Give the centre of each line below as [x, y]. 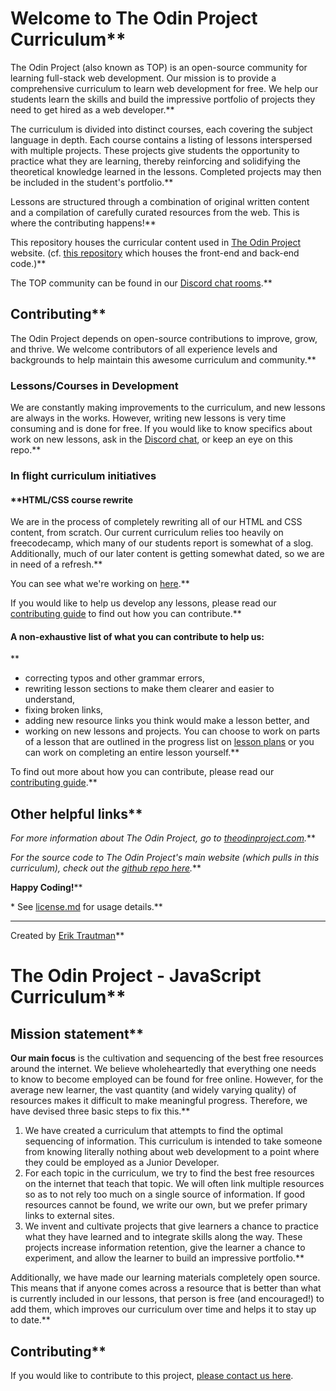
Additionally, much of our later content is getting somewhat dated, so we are [167, 554]
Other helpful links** [76, 813]
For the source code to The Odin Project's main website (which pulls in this [165, 858]
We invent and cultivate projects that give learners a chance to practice [171, 1226]
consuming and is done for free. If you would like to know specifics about [161, 429]
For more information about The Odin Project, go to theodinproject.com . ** [163, 838]
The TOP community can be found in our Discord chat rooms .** [141, 283]
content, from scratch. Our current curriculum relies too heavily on [147, 533]
